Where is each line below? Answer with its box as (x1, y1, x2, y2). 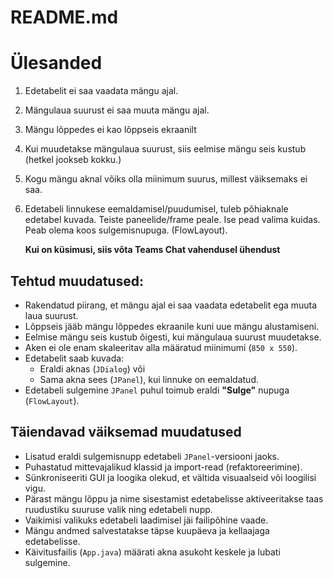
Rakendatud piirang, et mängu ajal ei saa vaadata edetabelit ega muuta (24, 299, 318, 311)
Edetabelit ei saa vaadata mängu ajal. (24, 85, 179, 97)
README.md (10, 6, 119, 29)
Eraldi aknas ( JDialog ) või (39, 362, 146, 375)
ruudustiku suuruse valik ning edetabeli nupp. (24, 503, 213, 515)
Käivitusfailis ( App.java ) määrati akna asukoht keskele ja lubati (24, 546, 281, 558)
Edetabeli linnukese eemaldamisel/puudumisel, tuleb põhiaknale (24, 203, 289, 215)
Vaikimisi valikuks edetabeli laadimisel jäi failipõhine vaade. (24, 514, 269, 526)
